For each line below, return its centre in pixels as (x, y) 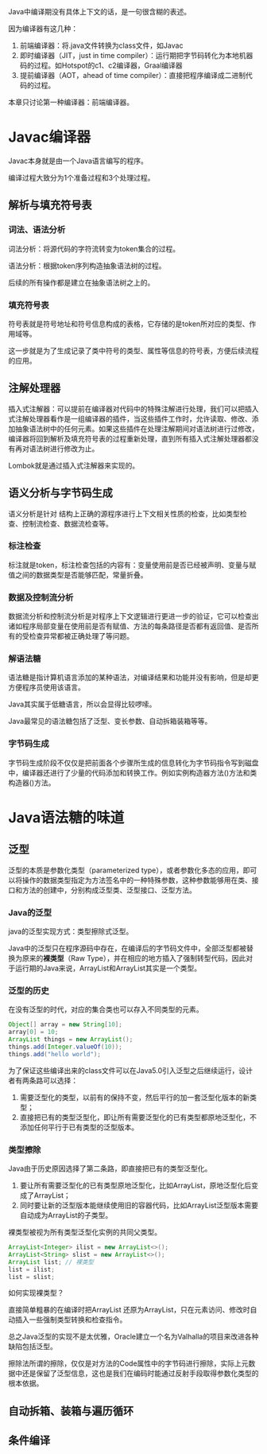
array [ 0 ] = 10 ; (33, 1032)
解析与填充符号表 (50, 205)
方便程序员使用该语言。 (46, 687)
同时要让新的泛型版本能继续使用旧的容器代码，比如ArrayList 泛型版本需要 (139, 1205)
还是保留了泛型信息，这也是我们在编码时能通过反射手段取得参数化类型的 (140, 1374)
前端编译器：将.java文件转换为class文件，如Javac (101, 45)
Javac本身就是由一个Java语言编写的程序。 (78, 161)
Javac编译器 (50, 137)
